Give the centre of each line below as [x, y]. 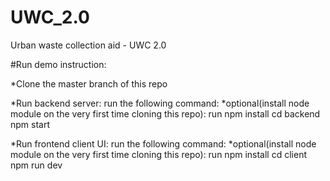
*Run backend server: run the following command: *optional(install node [160, 103]
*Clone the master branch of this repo [89, 83]
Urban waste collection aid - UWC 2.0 [88, 45]
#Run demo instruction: [58, 64]
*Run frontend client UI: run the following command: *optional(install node [163, 143]
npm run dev [36, 165]
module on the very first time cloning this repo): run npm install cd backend [165, 113]
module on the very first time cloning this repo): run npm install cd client [158, 154]
